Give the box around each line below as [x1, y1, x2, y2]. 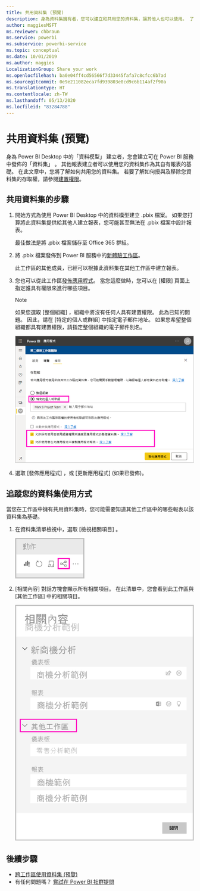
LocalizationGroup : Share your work [6, 66, 97, 72]
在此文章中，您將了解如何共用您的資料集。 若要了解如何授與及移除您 [17, 167, 186, 175]
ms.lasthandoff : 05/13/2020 [6, 98, 76, 104]
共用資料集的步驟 [6, 194, 69, 205]
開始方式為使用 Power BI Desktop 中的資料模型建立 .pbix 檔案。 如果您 [14, 211, 187, 219]
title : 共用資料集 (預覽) [6, 10, 64, 15]
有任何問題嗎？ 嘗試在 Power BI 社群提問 [14, 878, 115, 885]
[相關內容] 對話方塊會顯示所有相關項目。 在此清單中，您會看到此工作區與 [14, 585, 194, 592]
